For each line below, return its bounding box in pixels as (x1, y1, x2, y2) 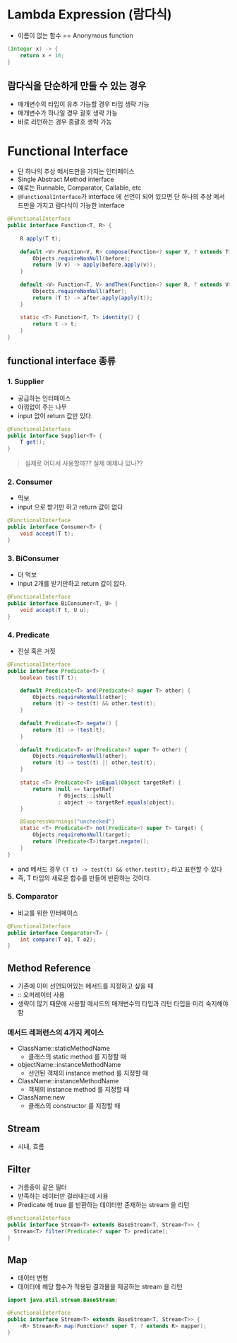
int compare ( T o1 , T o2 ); (20, 935, 97, 943)
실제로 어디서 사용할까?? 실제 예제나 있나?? (24, 459, 143, 468)
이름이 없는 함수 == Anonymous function (17, 31, 134, 40)
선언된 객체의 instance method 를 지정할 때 (28, 1069, 149, 1078)
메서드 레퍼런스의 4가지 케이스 (7, 1027, 104, 1037)
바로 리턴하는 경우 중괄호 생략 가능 (17, 117, 112, 126)
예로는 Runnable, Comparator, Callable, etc (17, 183, 142, 192)
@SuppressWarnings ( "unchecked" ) (20, 818, 115, 825)
